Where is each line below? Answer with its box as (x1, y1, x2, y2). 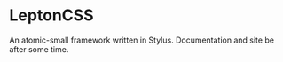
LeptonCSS (9, 5, 95, 26)
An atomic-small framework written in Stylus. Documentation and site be (9, 35, 275, 45)
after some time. (9, 43, 69, 54)
